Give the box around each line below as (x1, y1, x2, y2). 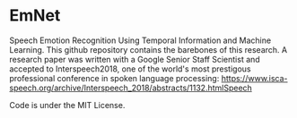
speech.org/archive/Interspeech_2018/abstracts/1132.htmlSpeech (9, 82, 253, 93)
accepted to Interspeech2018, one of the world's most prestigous (9, 63, 251, 74)
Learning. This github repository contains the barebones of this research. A (9, 44, 288, 55)
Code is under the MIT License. (9, 99, 126, 110)
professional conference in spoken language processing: (9, 72, 220, 83)
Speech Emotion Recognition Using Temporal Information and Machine (9, 35, 272, 46)
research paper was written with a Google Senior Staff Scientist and (9, 54, 260, 64)
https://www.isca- (221, 72, 289, 83)
